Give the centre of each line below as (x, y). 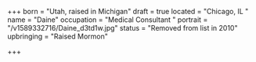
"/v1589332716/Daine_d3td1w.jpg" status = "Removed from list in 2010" (123, 28)
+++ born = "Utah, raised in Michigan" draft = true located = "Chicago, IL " (128, 11)
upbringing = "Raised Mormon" (58, 36)
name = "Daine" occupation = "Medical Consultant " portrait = (108, 20)
